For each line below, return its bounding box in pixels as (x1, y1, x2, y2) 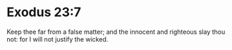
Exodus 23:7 (6, 4, 82, 20)
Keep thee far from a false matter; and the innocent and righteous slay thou (6, 27, 226, 36)
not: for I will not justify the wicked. (6, 35, 109, 43)
